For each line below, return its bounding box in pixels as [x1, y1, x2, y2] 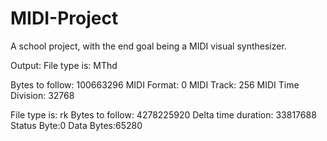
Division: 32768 [10, 89, 75, 101]
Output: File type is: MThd [10, 59, 118, 71]
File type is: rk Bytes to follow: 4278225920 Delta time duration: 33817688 [10, 108, 317, 121]
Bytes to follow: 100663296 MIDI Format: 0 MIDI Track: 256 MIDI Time [10, 78, 300, 91]
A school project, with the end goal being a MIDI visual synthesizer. [10, 40, 287, 52]
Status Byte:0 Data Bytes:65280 [10, 119, 143, 131]
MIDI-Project [10, 7, 119, 30]
